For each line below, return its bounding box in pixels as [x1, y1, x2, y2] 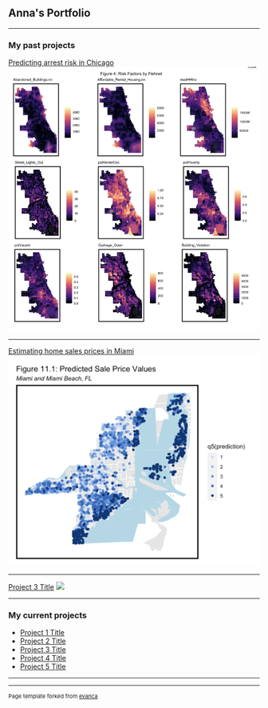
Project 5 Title [19, 662, 66, 671]
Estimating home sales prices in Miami [8, 346, 134, 356]
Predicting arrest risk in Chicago [8, 58, 114, 67]
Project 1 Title [19, 627, 65, 637]
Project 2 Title [19, 636, 66, 646]
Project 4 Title [19, 653, 66, 662]
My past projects [8, 39, 76, 50]
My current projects [8, 610, 88, 621]
